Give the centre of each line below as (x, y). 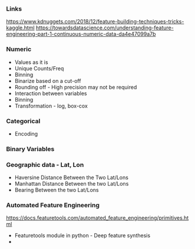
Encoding (26, 133)
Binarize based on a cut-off (48, 80)
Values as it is (31, 62)
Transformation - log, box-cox (51, 106)
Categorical (23, 121)
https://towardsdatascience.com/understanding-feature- (105, 28)
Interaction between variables (51, 93)
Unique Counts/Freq (39, 68)
